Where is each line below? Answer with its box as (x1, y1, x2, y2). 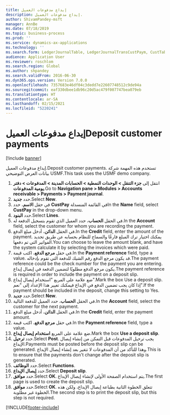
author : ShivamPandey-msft (6, 17, 63, 22)
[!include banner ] (6, 155, 42, 161)
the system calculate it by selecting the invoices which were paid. (13, 244, 150, 250)
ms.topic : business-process (6, 31, 65, 36)
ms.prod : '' (6, 36, 31, 41)
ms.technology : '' (6, 45, 44, 50)
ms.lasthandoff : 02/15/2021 (6, 101, 65, 107)
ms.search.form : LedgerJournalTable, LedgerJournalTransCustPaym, (6, 49, 148, 55)
